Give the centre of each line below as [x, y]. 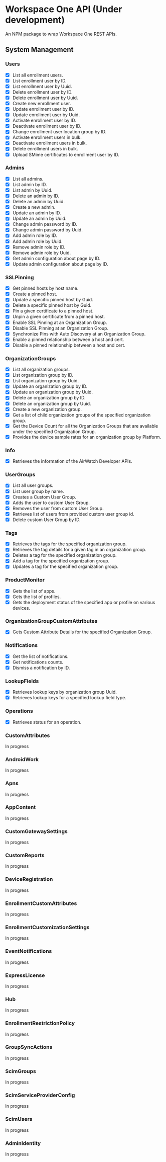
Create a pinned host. [35, 294]
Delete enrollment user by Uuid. [45, 98]
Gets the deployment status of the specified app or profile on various [84, 602]
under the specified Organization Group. [54, 432]
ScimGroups [21, 1071]
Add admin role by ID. [35, 235]
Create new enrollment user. [42, 103]
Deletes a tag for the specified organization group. [64, 555]
